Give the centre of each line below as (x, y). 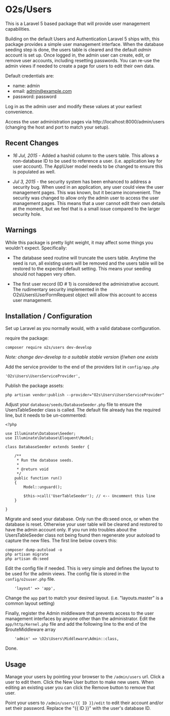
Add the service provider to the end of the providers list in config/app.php (82, 367)
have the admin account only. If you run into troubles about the (71, 530)
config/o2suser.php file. (30, 579)
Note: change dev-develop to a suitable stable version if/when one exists (82, 357)
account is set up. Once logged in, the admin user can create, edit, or (78, 55)
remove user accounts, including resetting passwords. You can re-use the (82, 60)
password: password (35, 96)
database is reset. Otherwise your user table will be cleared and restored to (84, 524)
